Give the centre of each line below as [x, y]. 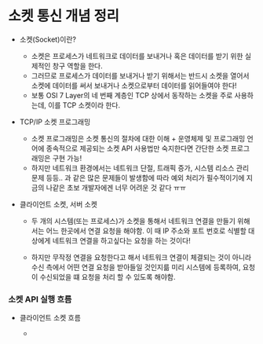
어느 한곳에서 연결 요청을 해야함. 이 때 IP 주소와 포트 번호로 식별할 [146, 231]
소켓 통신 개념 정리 [64, 16]
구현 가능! [67, 158]
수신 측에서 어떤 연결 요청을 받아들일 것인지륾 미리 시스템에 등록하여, [136, 267]
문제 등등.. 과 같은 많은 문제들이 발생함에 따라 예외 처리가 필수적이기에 [138, 177]
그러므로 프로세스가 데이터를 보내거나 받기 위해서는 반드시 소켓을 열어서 [140, 75]
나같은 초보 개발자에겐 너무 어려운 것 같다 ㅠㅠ [116, 187]
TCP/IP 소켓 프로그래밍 [55, 122]
